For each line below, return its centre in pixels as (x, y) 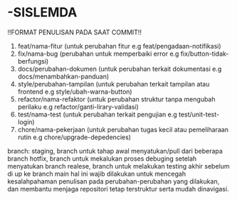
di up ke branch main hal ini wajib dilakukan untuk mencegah (97, 174)
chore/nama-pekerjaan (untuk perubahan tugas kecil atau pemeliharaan (123, 129)
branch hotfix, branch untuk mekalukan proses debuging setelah (102, 159)
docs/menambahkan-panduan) (63, 76)
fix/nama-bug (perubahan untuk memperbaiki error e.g (98, 54)
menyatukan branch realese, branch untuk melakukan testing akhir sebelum (118, 166)
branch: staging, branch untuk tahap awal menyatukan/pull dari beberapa (115, 151)
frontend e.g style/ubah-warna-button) (75, 91)
